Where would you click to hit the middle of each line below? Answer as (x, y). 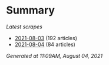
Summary (30, 10)
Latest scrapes (24, 27)
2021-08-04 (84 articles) (45, 44)
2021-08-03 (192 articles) (46, 38)
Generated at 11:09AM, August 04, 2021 (54, 56)
